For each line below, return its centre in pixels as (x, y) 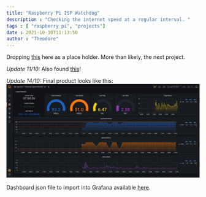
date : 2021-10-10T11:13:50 (42, 33)
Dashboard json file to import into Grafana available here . (78, 187)
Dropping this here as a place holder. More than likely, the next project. (96, 57)
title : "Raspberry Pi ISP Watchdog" (53, 13)
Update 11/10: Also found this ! (44, 69)
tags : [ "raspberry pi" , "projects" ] (56, 26)
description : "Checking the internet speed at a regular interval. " (98, 19)
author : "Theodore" (33, 39)
